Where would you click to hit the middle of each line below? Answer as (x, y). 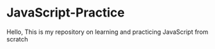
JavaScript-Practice (66, 13)
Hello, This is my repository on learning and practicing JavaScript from (108, 32)
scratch (17, 39)
